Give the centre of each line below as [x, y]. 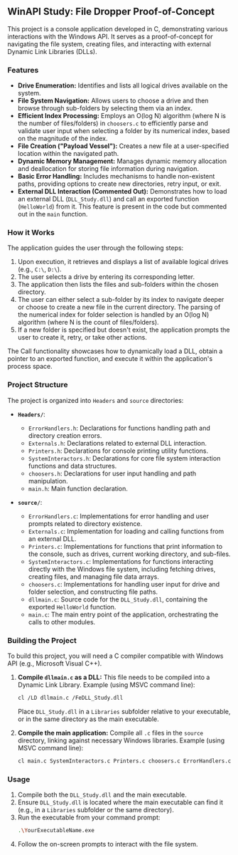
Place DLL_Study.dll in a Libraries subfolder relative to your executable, [124, 711]
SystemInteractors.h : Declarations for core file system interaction [124, 458]
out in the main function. [53, 214]
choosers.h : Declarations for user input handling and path [112, 473]
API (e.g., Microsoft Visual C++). [55, 663]
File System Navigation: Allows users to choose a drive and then [113, 101]
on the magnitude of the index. [63, 139]
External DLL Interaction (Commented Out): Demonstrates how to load [122, 192]
